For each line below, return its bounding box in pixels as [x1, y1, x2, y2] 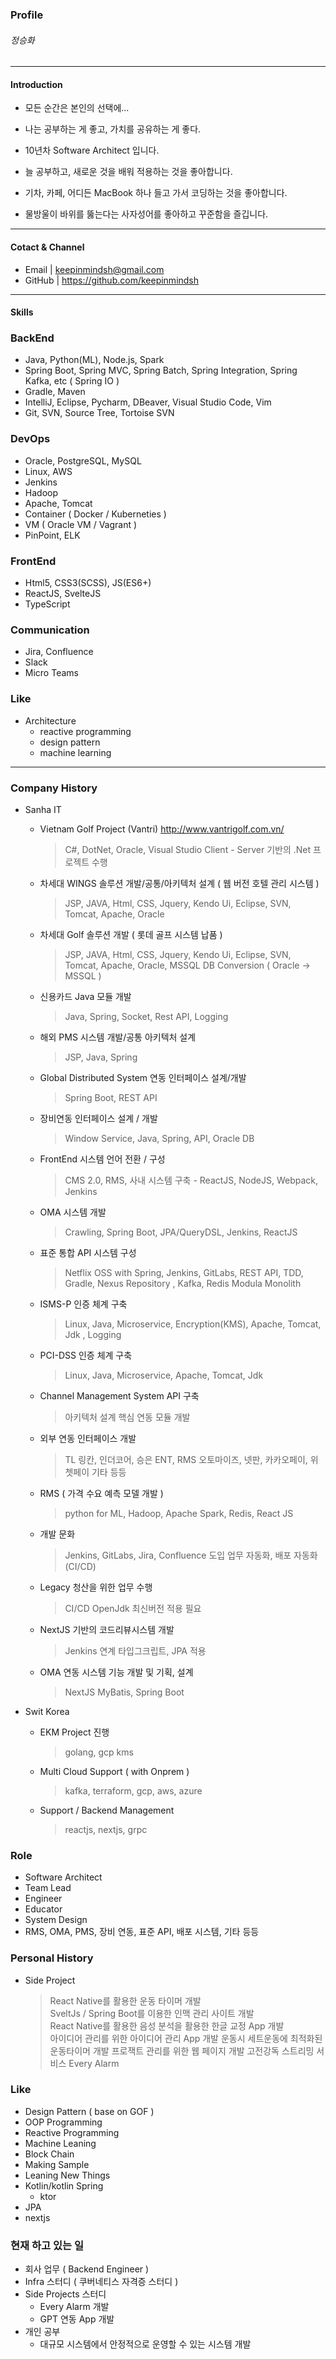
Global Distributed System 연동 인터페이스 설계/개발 [39, 1071, 247, 1083]
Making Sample [24, 2158, 90, 2170]
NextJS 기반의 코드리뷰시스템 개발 [39, 1623, 175, 1635]
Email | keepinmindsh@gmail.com [24, 263, 165, 275]
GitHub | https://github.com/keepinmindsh [24, 274, 200, 286]
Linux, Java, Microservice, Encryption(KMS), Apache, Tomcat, [64, 1318, 322, 1330]
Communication [10, 623, 90, 637]
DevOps [10, 432, 51, 446]
